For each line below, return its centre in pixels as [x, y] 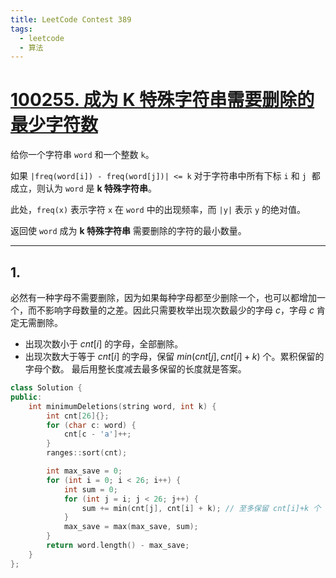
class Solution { [46, 388]
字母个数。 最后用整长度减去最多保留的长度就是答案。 [135, 369]
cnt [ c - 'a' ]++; [97, 434]
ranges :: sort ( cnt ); [87, 453]
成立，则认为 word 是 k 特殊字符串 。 [83, 188]
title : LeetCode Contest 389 [71, 19]
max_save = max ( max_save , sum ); [131, 527]
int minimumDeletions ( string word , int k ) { [122, 406]
